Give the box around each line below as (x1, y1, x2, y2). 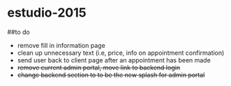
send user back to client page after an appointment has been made (17, 55, 211, 64)
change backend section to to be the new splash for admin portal (17, 71, 205, 79)
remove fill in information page (17, 41, 106, 49)
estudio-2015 (7, 5, 87, 21)
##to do (7, 28, 30, 36)
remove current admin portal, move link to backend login (17, 63, 180, 71)
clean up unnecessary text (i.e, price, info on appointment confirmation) (17, 49, 225, 57)
